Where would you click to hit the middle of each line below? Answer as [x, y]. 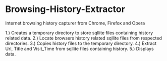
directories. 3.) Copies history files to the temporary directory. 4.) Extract [81, 43]
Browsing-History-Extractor [65, 9]
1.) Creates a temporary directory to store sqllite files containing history [79, 32]
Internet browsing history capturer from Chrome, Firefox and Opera [75, 23]
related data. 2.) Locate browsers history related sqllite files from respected [84, 38]
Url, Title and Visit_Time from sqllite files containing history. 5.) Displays [79, 48]
